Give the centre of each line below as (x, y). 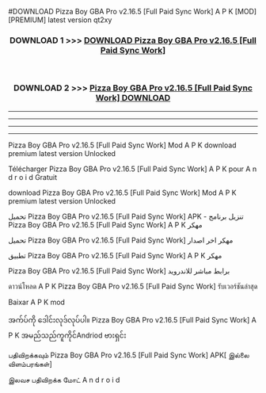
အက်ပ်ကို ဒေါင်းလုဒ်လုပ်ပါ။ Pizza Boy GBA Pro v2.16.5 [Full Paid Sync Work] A (133, 319)
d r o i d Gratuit (33, 177)
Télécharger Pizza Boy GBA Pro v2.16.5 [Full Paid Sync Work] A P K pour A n (133, 169)
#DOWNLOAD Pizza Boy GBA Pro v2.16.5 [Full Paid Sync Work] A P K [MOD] (133, 11)
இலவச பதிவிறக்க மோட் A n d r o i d (64, 380)
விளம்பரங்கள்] (30, 364)
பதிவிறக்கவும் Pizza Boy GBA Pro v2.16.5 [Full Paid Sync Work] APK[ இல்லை (129, 355)
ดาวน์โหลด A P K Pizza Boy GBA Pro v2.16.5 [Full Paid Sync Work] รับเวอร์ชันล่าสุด (133, 286)
